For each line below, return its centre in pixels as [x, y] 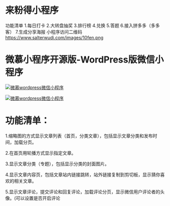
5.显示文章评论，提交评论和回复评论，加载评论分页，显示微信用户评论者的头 [85, 192]
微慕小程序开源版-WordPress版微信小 [84, 60]
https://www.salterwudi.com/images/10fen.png [55, 37]
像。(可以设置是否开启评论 [33, 198]
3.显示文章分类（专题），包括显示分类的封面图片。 [57, 164]
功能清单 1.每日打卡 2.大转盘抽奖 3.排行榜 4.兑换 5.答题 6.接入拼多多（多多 [83, 25]
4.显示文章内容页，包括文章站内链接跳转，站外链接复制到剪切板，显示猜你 [83, 174]
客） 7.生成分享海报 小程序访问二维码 [44, 32]
